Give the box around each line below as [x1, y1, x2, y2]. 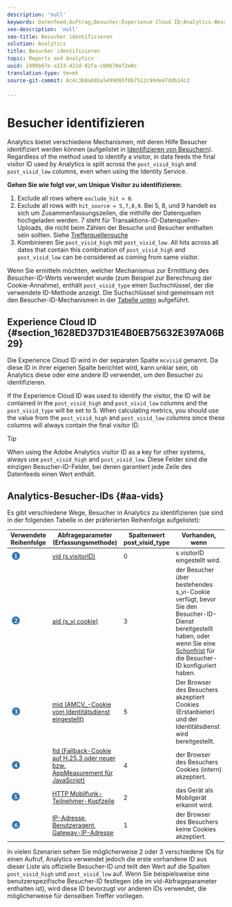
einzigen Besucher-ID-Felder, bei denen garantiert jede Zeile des [7, 463, 192, 471]
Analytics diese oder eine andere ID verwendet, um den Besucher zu [7, 371, 203, 379]
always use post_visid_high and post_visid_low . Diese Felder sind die [7, 455, 208, 464]
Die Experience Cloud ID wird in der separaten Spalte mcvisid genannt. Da [7, 356, 219, 364]
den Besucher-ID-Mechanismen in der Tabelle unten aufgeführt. [7, 296, 190, 304]
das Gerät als [175, 786, 213, 794]
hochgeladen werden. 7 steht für [17, 216, 110, 224]
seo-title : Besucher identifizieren [7, 33, 113, 40]
